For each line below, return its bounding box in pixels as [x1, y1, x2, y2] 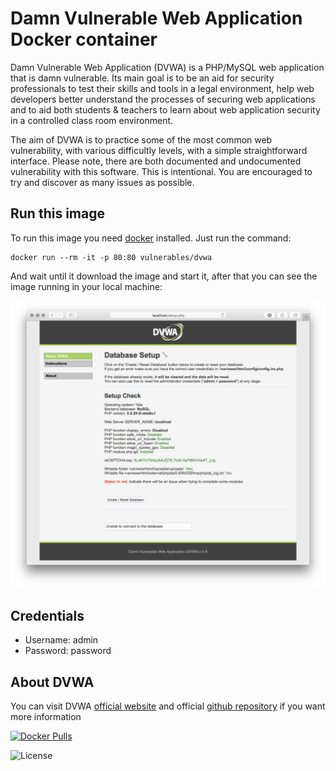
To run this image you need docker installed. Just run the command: [10, 232, 292, 244]
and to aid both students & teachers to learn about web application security [10, 103, 321, 116]
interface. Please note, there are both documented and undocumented [10, 155, 302, 167]
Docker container [10, 28, 158, 51]
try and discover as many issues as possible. [10, 176, 195, 188]
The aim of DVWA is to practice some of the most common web [10, 133, 273, 146]
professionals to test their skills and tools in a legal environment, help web [10, 82, 315, 94]
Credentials [10, 607, 85, 624]
